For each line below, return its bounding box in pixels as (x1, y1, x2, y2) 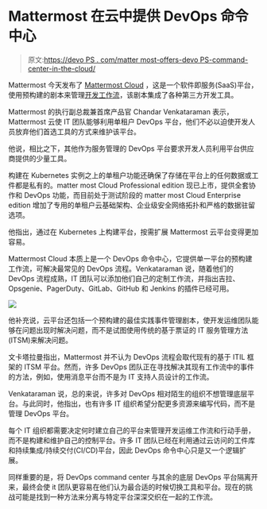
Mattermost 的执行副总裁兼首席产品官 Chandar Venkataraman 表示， (8, 106, 234, 116)
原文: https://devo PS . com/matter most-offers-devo (27, 55, 199, 64)
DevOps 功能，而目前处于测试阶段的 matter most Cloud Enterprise (23, 190, 241, 199)
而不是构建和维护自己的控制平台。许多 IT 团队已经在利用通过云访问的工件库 (8, 435, 256, 445)
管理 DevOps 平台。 (8, 408, 74, 418)
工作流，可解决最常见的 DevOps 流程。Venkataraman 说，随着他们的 (8, 264, 234, 273)
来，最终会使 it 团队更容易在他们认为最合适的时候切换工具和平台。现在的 (8, 482, 246, 492)
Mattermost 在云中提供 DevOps (8, 7, 218, 25)
